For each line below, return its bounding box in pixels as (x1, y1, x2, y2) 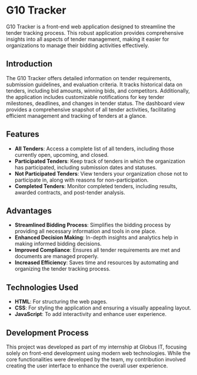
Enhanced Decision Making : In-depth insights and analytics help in (14, 234, 178, 241)
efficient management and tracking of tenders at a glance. (6, 112, 147, 119)
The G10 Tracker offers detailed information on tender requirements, (6, 74, 172, 81)
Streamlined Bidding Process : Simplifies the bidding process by (14, 222, 171, 229)
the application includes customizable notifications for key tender (6, 93, 165, 100)
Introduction (6, 59, 53, 69)
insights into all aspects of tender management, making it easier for (6, 35, 169, 42)
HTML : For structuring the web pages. (14, 298, 108, 305)
